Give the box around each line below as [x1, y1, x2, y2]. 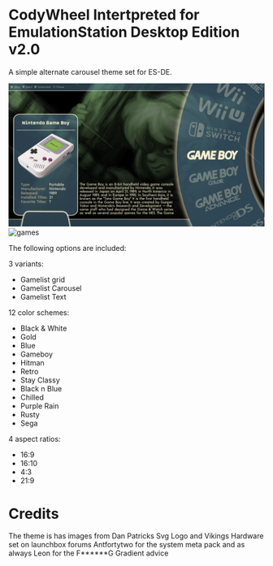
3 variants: [8, 259, 45, 269]
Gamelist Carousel [19, 283, 82, 293]
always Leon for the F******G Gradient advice [8, 548, 169, 558]
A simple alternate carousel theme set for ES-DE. [8, 67, 172, 76]
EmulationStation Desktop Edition [8, 23, 240, 41]
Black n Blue [19, 384, 63, 394]
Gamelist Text [19, 292, 67, 302]
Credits [8, 504, 59, 523]
